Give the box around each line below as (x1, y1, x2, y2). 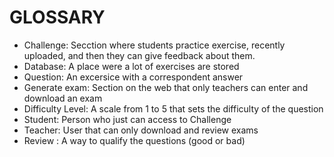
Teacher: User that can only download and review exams (23, 124, 259, 136)
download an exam (23, 92, 103, 104)
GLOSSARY (9, 6, 106, 29)
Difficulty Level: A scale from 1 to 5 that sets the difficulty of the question (23, 102, 324, 115)
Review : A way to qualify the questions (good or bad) (23, 134, 246, 146)
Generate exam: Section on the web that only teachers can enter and (23, 81, 309, 93)
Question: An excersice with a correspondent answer (23, 71, 244, 83)
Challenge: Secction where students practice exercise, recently (23, 39, 286, 51)
